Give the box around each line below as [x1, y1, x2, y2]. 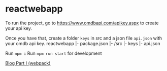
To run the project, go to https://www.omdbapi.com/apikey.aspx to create [5, 20, 159, 26]
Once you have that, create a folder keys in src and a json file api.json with [5, 35, 162, 41]
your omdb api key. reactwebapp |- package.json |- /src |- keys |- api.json [5, 40, 161, 46]
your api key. [5, 25, 32, 31]
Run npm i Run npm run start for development [5, 50, 102, 56]
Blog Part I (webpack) [5, 60, 51, 66]
